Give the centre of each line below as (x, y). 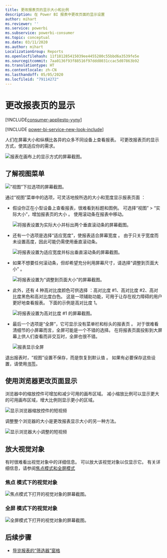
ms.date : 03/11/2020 (27, 42)
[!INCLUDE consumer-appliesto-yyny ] (44, 120)
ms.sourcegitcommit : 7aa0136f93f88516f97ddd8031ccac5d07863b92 (72, 61)
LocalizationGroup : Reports (34, 51)
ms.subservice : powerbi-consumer (40, 33)
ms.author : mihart (24, 47)
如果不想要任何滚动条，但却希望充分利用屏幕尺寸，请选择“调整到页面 (83, 263)
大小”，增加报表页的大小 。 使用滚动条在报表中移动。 (71, 214)
